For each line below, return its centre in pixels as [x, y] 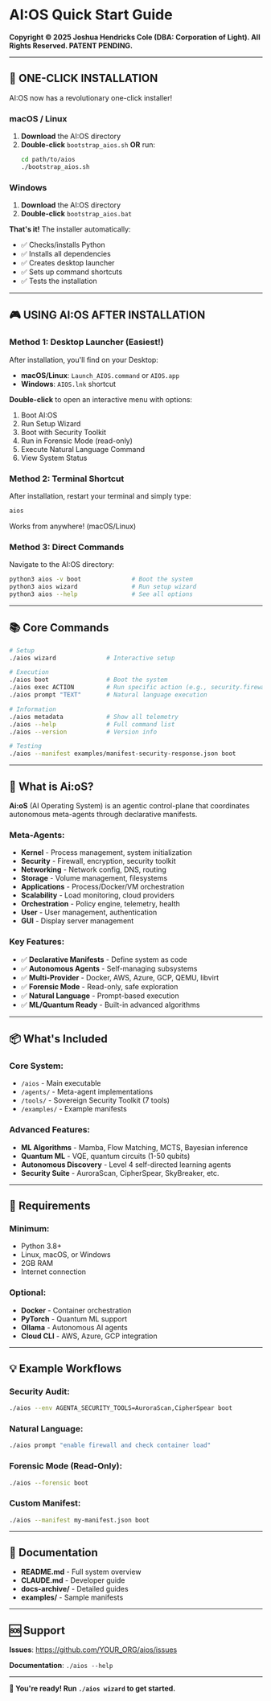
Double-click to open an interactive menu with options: [101, 399]
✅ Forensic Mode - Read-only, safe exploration [99, 986]
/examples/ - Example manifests [74, 1109]
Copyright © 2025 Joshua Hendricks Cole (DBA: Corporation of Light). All [135, 37]
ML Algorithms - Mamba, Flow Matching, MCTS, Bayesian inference [134, 1147]
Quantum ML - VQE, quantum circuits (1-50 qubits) [105, 1156]
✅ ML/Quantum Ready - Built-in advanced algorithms [110, 1005]
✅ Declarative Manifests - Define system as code [104, 959]
